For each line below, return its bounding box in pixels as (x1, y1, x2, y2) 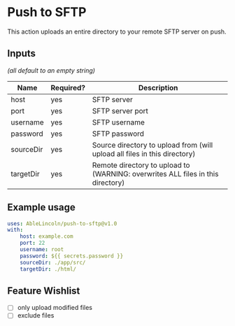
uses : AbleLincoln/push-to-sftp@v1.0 (7, 220, 117, 227)
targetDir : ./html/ (20, 265, 77, 273)
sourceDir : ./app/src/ (20, 259, 86, 266)
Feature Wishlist (7, 285, 80, 297)
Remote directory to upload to (92, 160, 190, 170)
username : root (20, 246, 64, 253)
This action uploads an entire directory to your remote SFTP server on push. (7, 27, 227, 36)
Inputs (7, 48, 36, 59)
